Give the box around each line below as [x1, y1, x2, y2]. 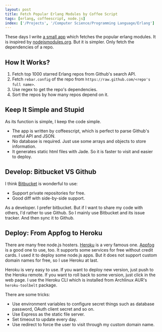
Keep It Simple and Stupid [5, 106, 85, 114]
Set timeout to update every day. [12, 316, 77, 322]
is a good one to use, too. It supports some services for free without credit [5, 247, 153, 253]
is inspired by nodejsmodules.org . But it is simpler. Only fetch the [5, 39, 134, 45]
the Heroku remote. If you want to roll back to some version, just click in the [5, 272, 156, 278]
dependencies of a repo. [5, 44, 54, 50]
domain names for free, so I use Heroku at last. [5, 257, 99, 263]
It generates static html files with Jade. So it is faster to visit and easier [12, 148, 153, 154]
